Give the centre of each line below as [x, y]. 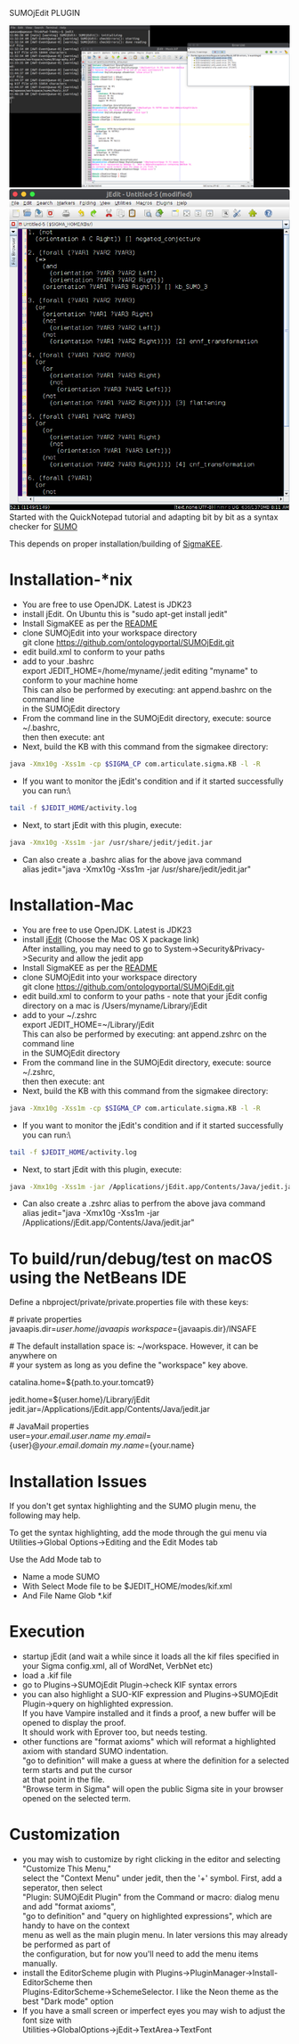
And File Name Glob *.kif [67, 1596]
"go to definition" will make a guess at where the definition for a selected [155, 1761]
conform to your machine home [80, 680]
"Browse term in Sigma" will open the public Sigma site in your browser [153, 1789]
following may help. [45, 1515]
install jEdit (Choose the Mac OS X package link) [111, 939]
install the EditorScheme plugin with [88, 1973]
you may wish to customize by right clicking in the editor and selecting [151, 1859]
